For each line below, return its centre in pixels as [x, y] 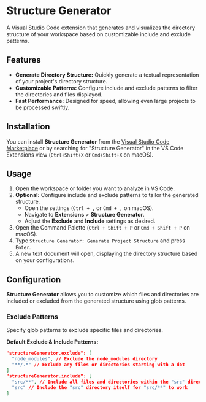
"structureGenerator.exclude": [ [49, 354]
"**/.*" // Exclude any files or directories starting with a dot [98, 365]
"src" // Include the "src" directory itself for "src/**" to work [100, 387]
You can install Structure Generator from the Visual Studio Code [88, 141]
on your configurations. [45, 260]
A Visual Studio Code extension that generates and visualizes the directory [101, 28]
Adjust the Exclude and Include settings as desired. [90, 221]
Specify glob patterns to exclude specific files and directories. [85, 330]
